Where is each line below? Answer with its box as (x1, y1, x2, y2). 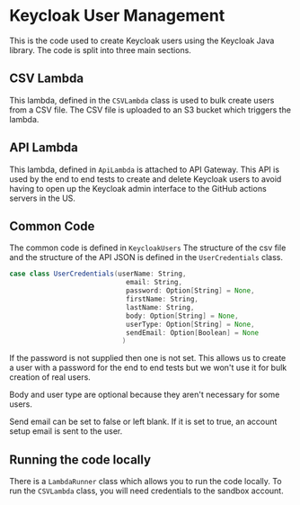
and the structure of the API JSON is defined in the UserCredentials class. (9, 252, 283, 263)
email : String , (125, 278, 182, 287)
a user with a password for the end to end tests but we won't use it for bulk (9, 362, 287, 374)
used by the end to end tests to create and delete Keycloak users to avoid (9, 173, 282, 185)
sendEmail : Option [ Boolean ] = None (125, 328, 259, 338)
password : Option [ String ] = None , (125, 286, 255, 295)
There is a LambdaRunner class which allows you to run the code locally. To (9, 476, 282, 487)
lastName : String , (125, 302, 195, 311)
